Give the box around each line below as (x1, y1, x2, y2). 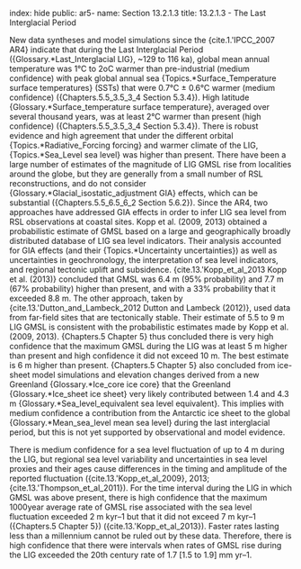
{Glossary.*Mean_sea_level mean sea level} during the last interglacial (9, 418, 270, 428)
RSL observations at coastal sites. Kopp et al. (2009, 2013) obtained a (9, 216, 268, 227)
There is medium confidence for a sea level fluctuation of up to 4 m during (9, 445, 285, 455)
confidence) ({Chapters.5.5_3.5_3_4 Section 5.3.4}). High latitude (9, 92, 250, 103)
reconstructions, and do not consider (9, 178, 146, 188)
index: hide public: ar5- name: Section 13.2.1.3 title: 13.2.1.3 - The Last (9, 8, 267, 18)
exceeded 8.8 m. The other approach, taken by (9, 293, 183, 303)
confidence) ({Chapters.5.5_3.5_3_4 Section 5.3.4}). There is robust (9, 121, 259, 131)
